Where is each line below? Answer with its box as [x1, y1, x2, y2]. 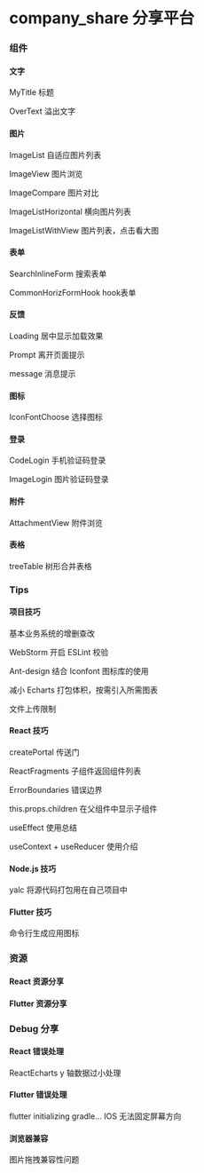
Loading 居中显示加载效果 [9, 330, 104, 341]
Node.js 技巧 [9, 863, 57, 874]
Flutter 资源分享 [9, 998, 68, 1009]
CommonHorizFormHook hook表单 [9, 287, 137, 297]
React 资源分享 [9, 976, 65, 987]
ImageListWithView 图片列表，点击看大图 [9, 225, 160, 235]
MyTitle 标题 [9, 87, 55, 98]
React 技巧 [9, 725, 49, 736]
